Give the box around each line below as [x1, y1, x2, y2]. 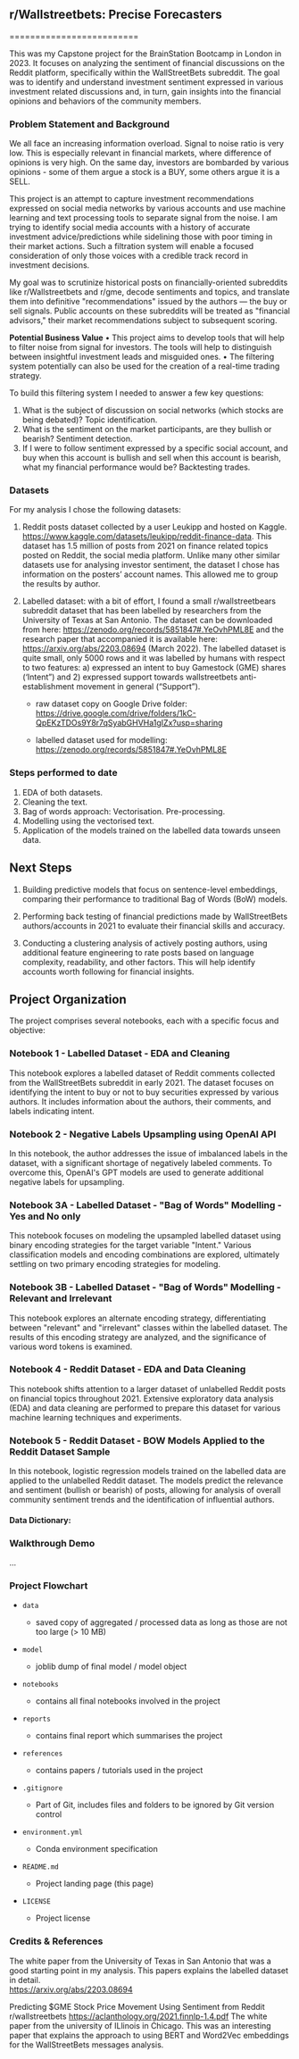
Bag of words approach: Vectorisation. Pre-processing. [21, 805, 226, 816]
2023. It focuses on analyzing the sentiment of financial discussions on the [9, 57, 286, 68]
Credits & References [9, 1935, 104, 1947]
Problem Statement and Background [9, 118, 170, 130]
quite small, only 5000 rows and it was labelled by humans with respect [21, 653, 286, 663]
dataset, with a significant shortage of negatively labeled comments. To [9, 1157, 272, 1168]
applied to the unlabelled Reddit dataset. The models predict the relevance [9, 1475, 284, 1486]
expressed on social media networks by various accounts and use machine [9, 203, 286, 213]
